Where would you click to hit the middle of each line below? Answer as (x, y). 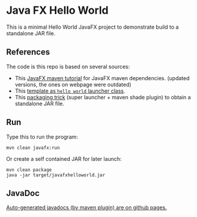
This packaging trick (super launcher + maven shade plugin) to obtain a (103, 97)
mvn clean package (29, 170)
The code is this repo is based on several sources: (68, 66)
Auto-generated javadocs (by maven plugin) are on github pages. (87, 207)
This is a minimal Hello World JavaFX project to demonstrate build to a (93, 27)
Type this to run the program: (42, 137)
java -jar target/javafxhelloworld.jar (56, 175)
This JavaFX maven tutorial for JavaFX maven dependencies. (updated (102, 78)
